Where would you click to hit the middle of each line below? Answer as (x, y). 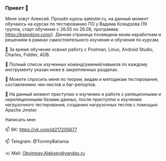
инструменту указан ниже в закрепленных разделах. (62, 70)
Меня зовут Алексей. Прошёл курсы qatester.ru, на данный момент (77, 19)
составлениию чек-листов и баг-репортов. (51, 84)
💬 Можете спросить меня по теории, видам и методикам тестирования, (82, 80)
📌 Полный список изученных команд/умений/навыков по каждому (76, 65)
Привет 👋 (17, 8)
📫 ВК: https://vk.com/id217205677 (41, 130)
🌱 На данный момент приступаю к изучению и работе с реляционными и (83, 94)
